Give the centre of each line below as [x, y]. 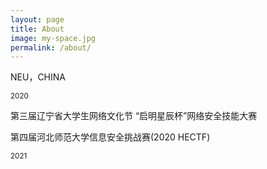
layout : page [37, 19]
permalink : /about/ [51, 47]
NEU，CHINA [38, 77]
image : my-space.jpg [53, 38]
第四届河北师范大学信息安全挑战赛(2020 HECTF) [110, 137]
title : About [37, 29]
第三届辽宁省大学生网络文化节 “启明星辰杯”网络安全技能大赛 [134, 116]
